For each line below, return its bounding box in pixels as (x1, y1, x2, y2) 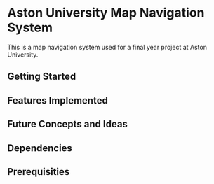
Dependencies (7, 142, 72, 154)
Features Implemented (7, 94, 109, 106)
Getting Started (7, 71, 76, 83)
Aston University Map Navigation (7, 5, 205, 21)
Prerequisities (7, 166, 70, 178)
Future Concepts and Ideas (7, 118, 128, 130)
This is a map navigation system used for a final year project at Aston (7, 43, 207, 51)
